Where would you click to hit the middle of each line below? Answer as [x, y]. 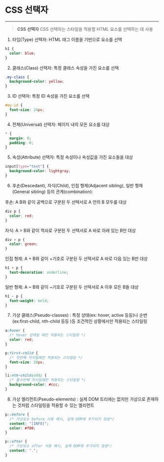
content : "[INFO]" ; [29, 423]
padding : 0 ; [22, 143]
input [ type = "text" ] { [27, 167]
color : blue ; [23, 53]
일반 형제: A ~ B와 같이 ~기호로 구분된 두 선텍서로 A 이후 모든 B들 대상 [72, 287]
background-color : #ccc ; [35, 385]
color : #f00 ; [23, 428]
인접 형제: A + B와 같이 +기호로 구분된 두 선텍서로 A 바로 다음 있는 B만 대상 [76, 259]
